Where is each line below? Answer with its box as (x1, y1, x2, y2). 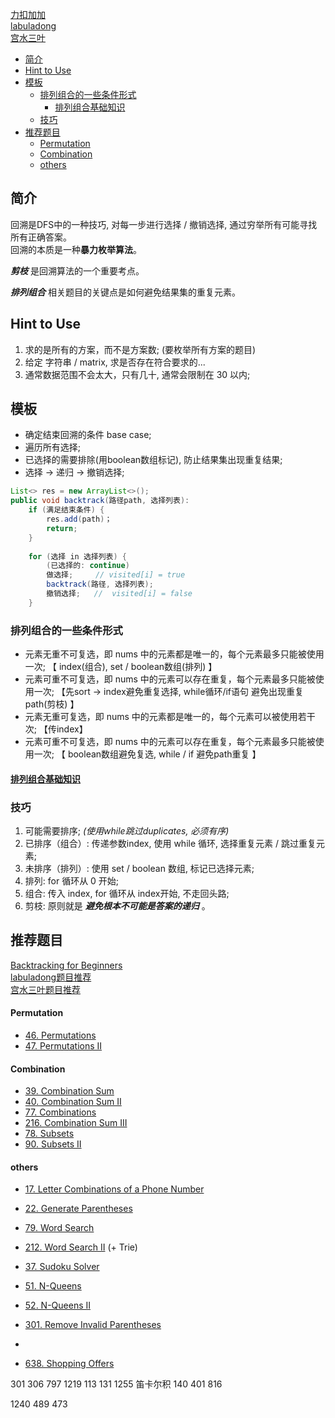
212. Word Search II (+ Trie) (24, 1241, 138, 1253)
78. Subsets (24, 1128, 75, 1140)
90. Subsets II (24, 1138, 82, 1150)
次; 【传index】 (24, 723, 88, 735)
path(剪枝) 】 (24, 698, 80, 710)
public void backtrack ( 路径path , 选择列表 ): (10, 496, 190, 506)
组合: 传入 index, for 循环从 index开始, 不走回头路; (24, 888, 230, 899)
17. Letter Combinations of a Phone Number (24, 1183, 205, 1195)
